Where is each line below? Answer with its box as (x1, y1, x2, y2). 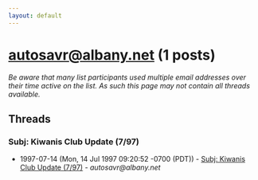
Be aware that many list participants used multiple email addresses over (8, 72, 247, 82)
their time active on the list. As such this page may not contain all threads (8, 80, 251, 90)
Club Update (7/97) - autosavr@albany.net (19, 162, 161, 172)
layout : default (8, 11, 62, 20)
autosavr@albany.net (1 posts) (8, 45, 217, 64)
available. (8, 89, 41, 99)
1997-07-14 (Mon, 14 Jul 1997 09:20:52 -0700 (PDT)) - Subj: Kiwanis (19, 155, 245, 164)
